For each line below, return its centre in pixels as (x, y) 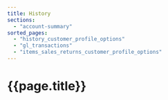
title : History (29, 13)
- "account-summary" (43, 26)
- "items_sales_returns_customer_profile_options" (88, 52)
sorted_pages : (28, 33)
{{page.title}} (47, 86)
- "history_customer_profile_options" (69, 39)
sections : (21, 20)
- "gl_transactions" (43, 46)
